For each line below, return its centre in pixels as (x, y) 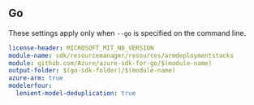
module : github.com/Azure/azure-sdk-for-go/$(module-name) (110, 63)
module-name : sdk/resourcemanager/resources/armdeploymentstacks (121, 55)
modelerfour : (30, 86)
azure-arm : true (36, 78)
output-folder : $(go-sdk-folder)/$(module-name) (92, 71)
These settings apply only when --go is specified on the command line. (127, 33)
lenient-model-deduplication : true (76, 94)
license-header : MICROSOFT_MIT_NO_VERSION (81, 48)
